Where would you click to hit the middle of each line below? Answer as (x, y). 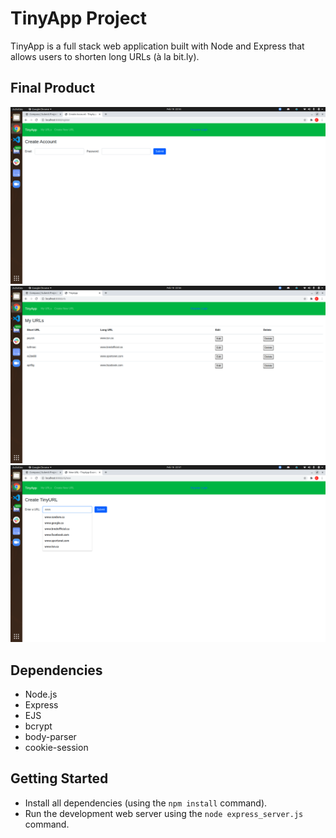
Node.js (41, 694)
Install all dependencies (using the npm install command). (146, 803)
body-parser (50, 737)
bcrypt (38, 726)
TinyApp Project (79, 18)
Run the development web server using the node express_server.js (164, 813)
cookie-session (56, 748)
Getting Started (59, 778)
